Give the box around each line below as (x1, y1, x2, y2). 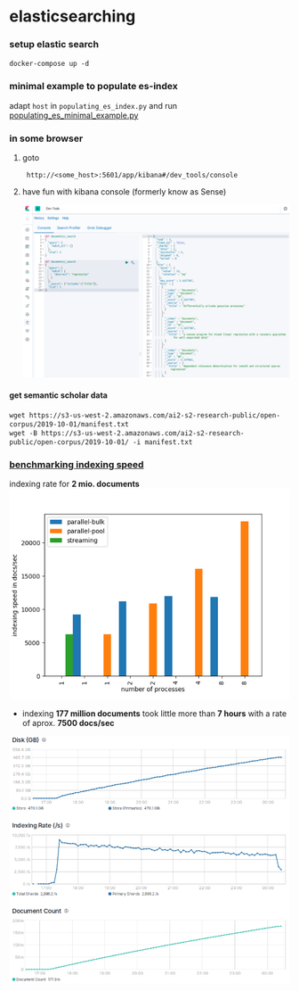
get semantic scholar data (9, 390, 109, 401)
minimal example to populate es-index (9, 80, 178, 93)
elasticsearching (9, 6, 136, 27)
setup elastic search (9, 38, 100, 51)
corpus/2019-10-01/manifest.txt (9, 419, 129, 429)
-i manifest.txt (132, 437, 193, 447)
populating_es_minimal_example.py (9, 110, 139, 120)
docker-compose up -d (9, 60, 90, 69)
